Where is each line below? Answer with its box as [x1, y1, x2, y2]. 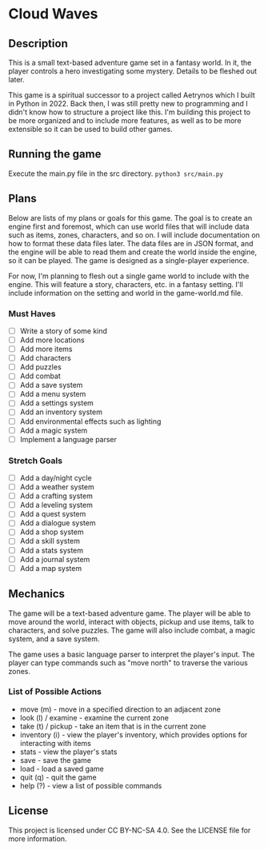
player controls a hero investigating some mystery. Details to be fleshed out [8, 66, 258, 76]
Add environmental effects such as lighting [19, 417, 162, 426]
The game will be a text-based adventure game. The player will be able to [8, 609, 251, 618]
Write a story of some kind [19, 325, 108, 336]
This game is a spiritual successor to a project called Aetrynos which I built [8, 90, 256, 100]
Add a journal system [19, 554, 90, 564]
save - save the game [19, 755, 92, 764]
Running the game [8, 147, 102, 161]
